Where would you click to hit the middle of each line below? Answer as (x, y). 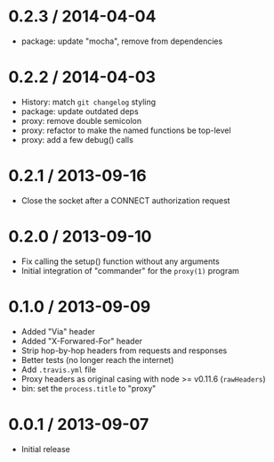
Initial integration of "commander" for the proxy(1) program (130, 270)
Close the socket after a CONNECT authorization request (125, 200)
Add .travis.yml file (59, 369)
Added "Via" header (58, 331)
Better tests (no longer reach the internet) (97, 359)
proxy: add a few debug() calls (77, 139)
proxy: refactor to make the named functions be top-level (126, 130)
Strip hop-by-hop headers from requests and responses (124, 351)
